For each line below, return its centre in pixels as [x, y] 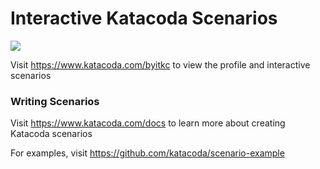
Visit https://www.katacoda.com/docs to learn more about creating [148, 123]
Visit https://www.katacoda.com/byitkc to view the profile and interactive [160, 64]
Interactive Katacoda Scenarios [144, 18]
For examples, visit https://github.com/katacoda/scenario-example [147, 153]
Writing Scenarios [55, 101]
